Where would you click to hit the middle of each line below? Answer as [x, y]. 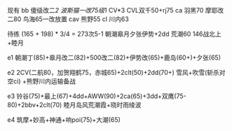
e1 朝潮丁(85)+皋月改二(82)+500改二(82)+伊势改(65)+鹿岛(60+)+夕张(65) [114, 57]
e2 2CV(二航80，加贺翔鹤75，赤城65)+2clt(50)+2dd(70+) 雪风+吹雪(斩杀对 [116, 73]
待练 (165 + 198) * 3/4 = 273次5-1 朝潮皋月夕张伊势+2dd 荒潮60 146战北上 [115, 34]
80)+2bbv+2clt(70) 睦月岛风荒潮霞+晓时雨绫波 [74, 105]
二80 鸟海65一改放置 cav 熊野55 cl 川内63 [68, 19]
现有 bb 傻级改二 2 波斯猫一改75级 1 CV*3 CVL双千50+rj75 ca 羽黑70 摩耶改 [116, 10]
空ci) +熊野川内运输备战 [41, 81]
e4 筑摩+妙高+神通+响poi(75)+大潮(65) [64, 120]
